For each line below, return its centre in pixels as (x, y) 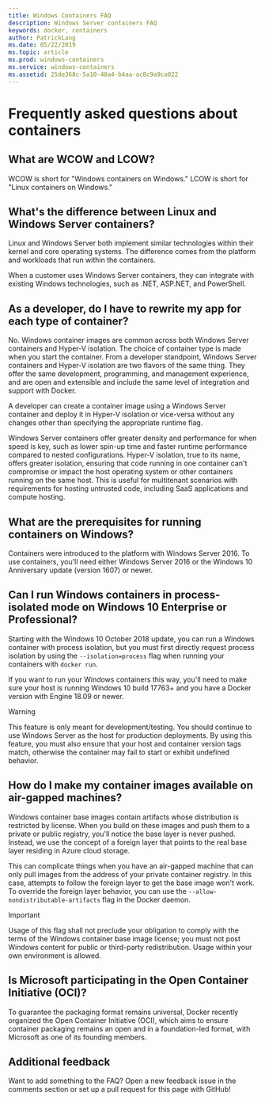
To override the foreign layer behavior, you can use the (98, 891)
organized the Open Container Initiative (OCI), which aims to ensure (118, 1020)
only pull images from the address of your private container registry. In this (130, 874)
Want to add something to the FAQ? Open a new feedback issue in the (122, 1081)
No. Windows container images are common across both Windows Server (129, 340)
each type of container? (68, 321)
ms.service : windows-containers (61, 67)
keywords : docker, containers (58, 30)
